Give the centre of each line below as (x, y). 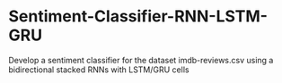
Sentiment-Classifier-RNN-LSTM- (138, 17)
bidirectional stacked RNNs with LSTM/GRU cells (99, 70)
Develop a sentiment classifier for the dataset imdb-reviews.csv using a (141, 60)
